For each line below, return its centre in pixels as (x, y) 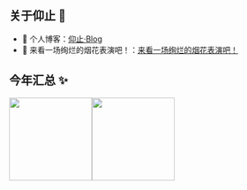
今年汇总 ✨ (39, 81)
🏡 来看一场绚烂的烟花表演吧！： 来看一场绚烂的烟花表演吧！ (130, 49)
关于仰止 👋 (37, 16)
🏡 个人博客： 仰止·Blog (62, 39)
